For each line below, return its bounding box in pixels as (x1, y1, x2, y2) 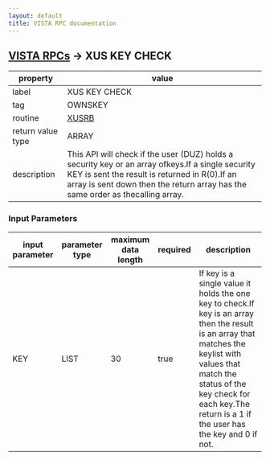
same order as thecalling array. (67, 189, 185, 200)
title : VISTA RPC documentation (8, 19, 117, 27)
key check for (198, 388, 251, 399)
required (157, 244, 191, 255)
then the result (198, 318, 254, 329)
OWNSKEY (67, 100, 108, 111)
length (117, 254, 143, 265)
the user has (198, 418, 247, 429)
